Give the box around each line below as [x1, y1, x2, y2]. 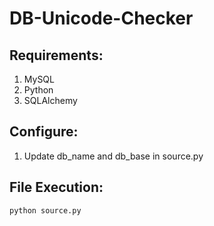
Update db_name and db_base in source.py [23, 150, 204, 162]
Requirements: [9, 47, 104, 64]
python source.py [9, 205, 82, 216]
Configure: [9, 123, 79, 141]
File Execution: [9, 179, 104, 196]
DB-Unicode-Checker [9, 7, 194, 30]
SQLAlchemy [23, 95, 78, 106]
